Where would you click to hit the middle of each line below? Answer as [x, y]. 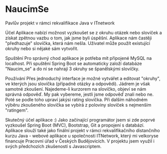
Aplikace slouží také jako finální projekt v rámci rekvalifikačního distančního [83, 130]
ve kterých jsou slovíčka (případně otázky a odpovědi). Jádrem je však [78, 84]
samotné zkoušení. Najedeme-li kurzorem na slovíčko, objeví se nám [76, 89]
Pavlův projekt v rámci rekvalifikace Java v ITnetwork [60, 23]
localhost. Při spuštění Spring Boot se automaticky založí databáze [74, 63]
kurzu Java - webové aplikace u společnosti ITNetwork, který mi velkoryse [82, 136]
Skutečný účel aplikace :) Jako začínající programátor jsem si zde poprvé [80, 120]
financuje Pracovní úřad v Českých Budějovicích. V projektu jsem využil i [80, 141]
